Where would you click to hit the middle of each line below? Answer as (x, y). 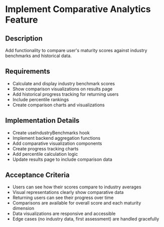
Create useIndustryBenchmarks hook (51, 133)
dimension (23, 208)
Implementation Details (42, 121)
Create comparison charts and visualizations (59, 105)
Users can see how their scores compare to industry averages (77, 187)
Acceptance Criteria (37, 175)
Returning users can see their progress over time (63, 198)
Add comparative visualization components (57, 143)
